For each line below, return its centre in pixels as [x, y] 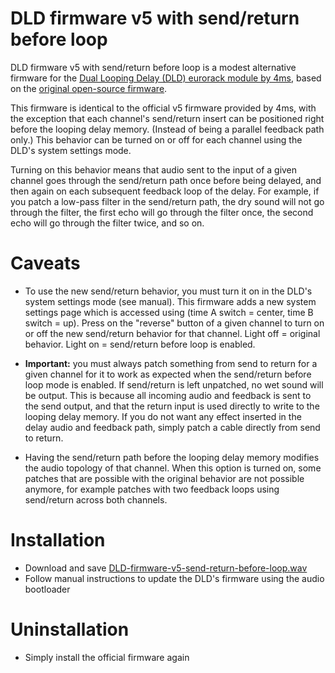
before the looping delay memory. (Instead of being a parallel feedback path [167, 129]
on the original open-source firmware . [89, 88]
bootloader [47, 589]
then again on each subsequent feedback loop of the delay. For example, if [165, 191]
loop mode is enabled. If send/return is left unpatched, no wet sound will [174, 384]
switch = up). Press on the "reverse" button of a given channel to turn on [174, 323]
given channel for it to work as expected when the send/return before [168, 374]
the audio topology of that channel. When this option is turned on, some [173, 468]
